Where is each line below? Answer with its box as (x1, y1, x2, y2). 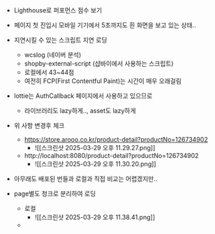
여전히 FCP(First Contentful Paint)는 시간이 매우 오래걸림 (24, 77, 182, 85)
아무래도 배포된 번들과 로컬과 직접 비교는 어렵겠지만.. (13, 175, 158, 183)
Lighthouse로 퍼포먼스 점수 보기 (13, 6, 103, 14)
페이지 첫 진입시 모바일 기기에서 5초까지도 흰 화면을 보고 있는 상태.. (13, 21, 197, 29)
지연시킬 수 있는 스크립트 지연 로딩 (13, 36, 107, 44)
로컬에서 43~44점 (24, 68, 75, 76)
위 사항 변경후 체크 (13, 122, 65, 129)
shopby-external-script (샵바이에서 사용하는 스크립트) (24, 59, 174, 68)
